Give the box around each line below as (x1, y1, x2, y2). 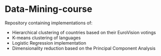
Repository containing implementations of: (5, 20, 93, 26)
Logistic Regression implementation (12, 40, 87, 46)
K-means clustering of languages (12, 35, 81, 41)
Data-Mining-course (5, 3, 93, 15)
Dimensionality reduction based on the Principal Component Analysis (12, 45, 156, 51)
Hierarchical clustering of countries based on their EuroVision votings (12, 29, 156, 35)
